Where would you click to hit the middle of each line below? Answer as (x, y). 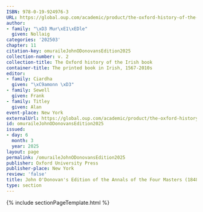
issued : (16, 129)
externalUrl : (23, 118)
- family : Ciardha (29, 79)
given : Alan (27, 107)
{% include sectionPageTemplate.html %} (58, 202)
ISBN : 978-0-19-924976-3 (37, 12)
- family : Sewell (28, 90)
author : (16, 23)
